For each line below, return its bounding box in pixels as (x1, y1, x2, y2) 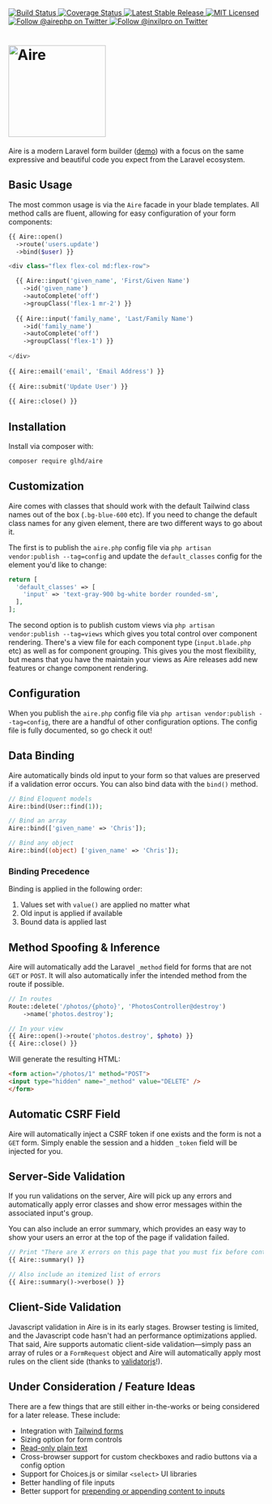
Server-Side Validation (8, 1170, 125, 1184)
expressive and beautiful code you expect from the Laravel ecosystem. (8, 154, 245, 164)
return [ (8, 575, 38, 583)
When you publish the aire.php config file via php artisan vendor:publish (8, 708, 256, 718)
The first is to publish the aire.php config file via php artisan (8, 542, 212, 552)
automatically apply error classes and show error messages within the (8, 1199, 243, 1210)
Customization (8, 480, 85, 493)
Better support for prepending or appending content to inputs (19, 1486, 225, 1496)
